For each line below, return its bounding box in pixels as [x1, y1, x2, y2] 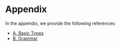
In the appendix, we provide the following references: [5, 20, 116, 26]
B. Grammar [12, 35, 38, 41]
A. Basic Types [12, 30, 44, 36]
